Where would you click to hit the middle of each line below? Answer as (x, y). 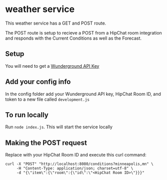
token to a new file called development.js (47, 99)
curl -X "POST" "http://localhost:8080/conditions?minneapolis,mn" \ (79, 164)
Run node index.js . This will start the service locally (59, 127)
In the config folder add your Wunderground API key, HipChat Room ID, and (83, 94)
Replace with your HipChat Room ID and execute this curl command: (76, 155)
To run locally (27, 115)
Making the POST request (46, 143)
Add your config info (38, 82)
